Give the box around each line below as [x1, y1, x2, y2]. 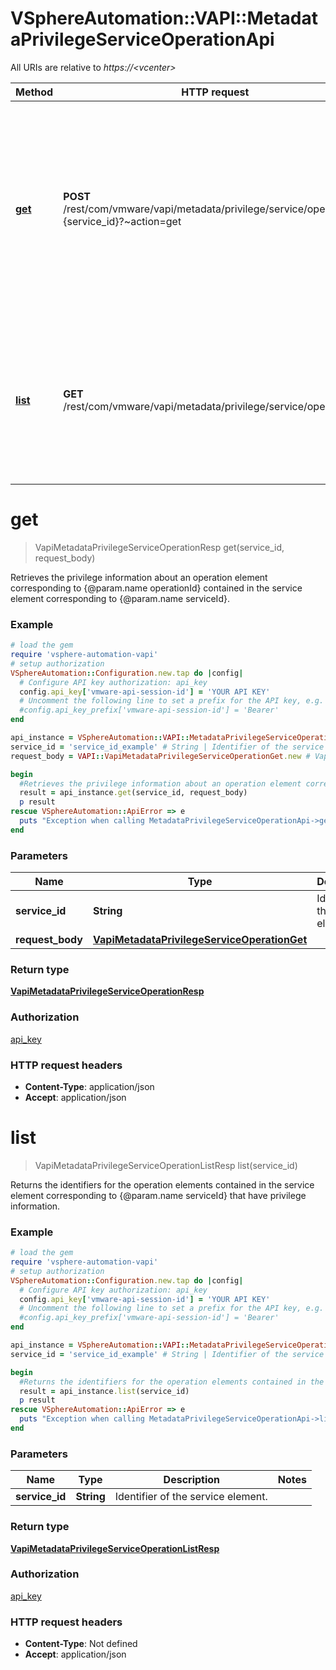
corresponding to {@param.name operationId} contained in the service [10, 582, 303, 594]
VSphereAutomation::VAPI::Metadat [10, 7, 319, 30]
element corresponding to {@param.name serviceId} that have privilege [10, 1189, 307, 1201]
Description [163, 1473, 221, 1487]
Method [15, 85, 54, 99]
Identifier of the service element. [114, 1490, 268, 1504]
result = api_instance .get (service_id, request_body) [19, 788, 248, 798]
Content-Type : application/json [24, 1080, 155, 1092]
